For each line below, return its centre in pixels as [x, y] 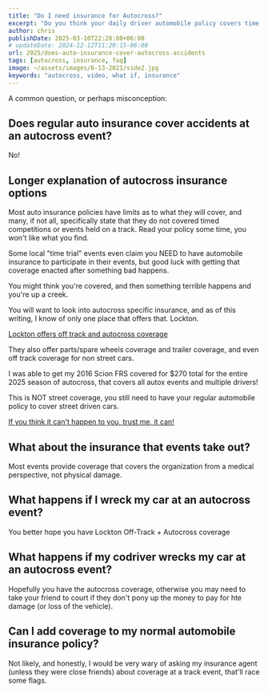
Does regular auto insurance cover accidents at [129, 124]
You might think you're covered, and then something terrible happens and [130, 286]
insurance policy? [54, 644]
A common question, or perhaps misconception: [88, 98]
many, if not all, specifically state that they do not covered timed [114, 221]
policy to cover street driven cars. [64, 407]
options [28, 193]
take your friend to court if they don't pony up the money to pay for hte [125, 598]
